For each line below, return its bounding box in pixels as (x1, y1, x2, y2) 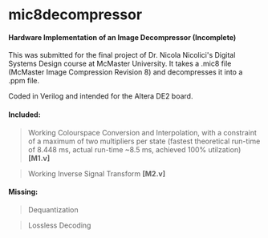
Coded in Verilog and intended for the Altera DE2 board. (8, 91, 193, 101)
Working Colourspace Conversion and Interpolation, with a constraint (27, 127, 257, 137)
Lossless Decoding (27, 220, 91, 230)
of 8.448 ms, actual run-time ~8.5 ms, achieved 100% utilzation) (27, 144, 242, 154)
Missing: (8, 187, 39, 197)
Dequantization (27, 204, 79, 214)
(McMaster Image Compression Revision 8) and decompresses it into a (8, 67, 243, 77)
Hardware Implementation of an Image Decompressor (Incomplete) (8, 32, 237, 42)
